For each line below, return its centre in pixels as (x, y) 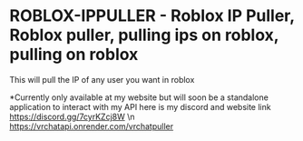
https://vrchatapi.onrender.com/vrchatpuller (92, 126)
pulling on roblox (74, 55)
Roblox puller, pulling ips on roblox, (144, 35)
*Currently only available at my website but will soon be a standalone (139, 97)
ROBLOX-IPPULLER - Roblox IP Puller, (152, 16)
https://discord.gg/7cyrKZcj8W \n (72, 116)
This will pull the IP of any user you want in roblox (102, 79)
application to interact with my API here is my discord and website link (140, 106)
